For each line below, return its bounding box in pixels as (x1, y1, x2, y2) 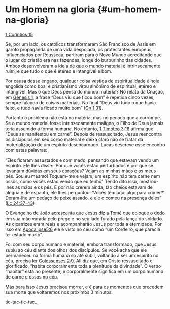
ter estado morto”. (5, 231, 43, 237)
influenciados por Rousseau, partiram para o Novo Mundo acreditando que (5, 52, 162, 58)
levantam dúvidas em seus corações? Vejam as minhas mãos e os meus (5, 168, 156, 174)
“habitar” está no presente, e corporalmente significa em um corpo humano (5, 268, 164, 274)
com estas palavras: (5, 147, 48, 153)
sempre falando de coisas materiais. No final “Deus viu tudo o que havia (5, 99, 156, 105)
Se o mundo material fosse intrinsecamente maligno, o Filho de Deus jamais (5, 120, 164, 126)
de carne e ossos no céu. (5, 273, 58, 280)
